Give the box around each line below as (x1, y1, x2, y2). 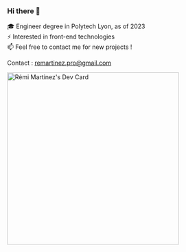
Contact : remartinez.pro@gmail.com (7, 59, 112, 67)
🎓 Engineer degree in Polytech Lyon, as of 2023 (7, 22, 146, 30)
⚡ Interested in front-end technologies (7, 32, 115, 41)
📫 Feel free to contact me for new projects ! (7, 43, 132, 51)
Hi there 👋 (7, 6, 41, 16)
